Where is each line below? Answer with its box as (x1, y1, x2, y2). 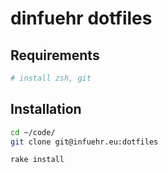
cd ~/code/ (10, 127, 56, 137)
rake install (10, 155, 65, 165)
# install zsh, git (10, 73, 92, 83)
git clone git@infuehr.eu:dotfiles (10, 137, 159, 147)
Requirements (10, 47, 100, 64)
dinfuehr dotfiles (10, 7, 153, 30)
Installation (10, 101, 82, 118)
